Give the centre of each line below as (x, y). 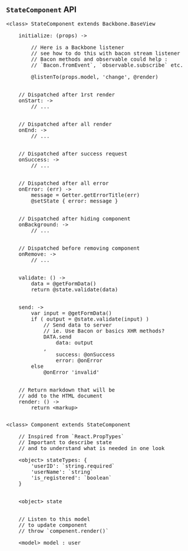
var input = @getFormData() (71, 313)
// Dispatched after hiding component (75, 219)
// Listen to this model (54, 519)
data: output (75, 343)
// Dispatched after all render (65, 124)
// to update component (53, 525)
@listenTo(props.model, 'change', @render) (95, 77)
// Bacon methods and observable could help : (99, 59)
